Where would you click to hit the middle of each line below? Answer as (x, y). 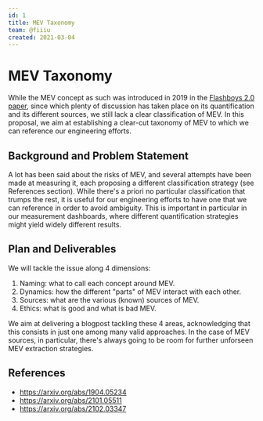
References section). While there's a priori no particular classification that (127, 191)
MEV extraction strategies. (51, 348)
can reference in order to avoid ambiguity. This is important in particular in (128, 208)
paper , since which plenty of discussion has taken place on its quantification (131, 106)
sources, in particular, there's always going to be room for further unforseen (131, 340)
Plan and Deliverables (62, 249)
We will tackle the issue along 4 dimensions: (79, 268)
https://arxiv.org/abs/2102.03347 (73, 408)
